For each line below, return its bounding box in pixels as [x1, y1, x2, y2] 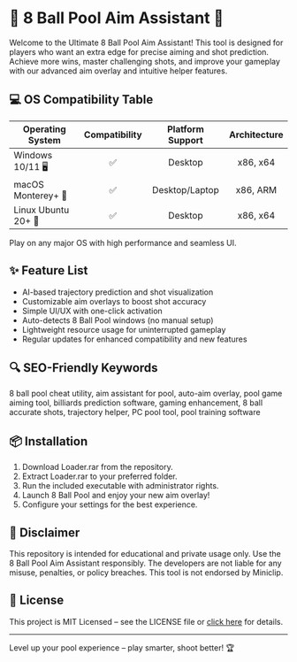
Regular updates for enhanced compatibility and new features [21, 334, 247, 344]
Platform [166, 123, 205, 135]
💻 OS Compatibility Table [9, 92, 154, 107]
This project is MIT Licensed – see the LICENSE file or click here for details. [9, 616, 284, 627]
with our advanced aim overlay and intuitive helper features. [9, 65, 228, 76]
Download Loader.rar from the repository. [21, 462, 174, 473]
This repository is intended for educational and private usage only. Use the [9, 549, 281, 558]
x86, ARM [235, 183, 277, 196]
